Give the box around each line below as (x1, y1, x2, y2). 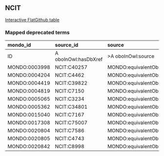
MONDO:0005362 (7, 103, 50, 110)
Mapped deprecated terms (5, 29, 70, 36)
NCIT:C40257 (55, 64, 88, 71)
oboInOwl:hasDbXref (55, 56, 103, 63)
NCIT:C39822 (55, 80, 88, 87)
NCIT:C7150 (55, 88, 84, 95)
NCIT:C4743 (55, 135, 84, 142)
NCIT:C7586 (55, 127, 84, 134)
